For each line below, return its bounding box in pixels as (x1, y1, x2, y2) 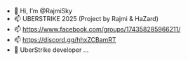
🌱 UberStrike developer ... (13, 46, 89, 54)
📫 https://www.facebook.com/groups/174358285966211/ (13, 25, 181, 33)
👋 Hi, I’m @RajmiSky (13, 7, 72, 15)
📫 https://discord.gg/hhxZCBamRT (13, 36, 117, 43)
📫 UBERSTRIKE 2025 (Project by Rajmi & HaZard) (13, 15, 159, 22)
